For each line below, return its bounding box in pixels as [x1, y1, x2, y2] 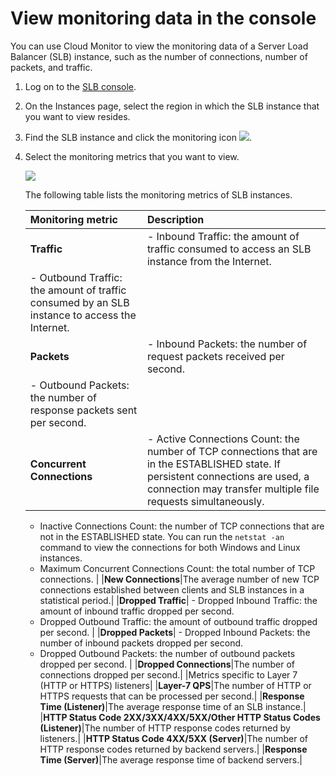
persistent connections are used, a [146, 469, 310, 483]
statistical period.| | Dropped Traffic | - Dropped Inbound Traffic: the [39, 594, 318, 606]
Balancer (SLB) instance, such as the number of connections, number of [10, 50, 308, 62]
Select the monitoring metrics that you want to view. [24, 150, 240, 162]
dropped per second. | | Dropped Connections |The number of [39, 658, 295, 670]
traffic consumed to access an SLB [146, 242, 312, 256]
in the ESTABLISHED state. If [146, 457, 282, 471]
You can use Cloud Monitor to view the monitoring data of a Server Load [10, 40, 309, 52]
